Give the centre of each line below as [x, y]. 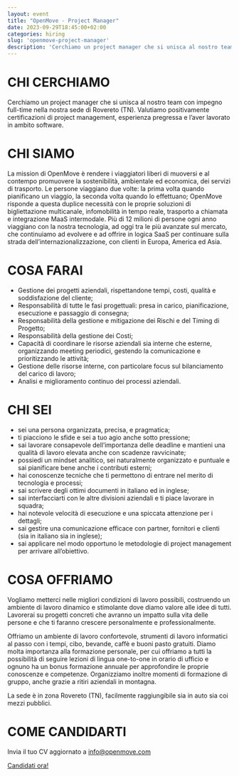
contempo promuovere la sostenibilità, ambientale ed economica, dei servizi [119, 181]
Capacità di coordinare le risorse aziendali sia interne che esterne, [115, 343]
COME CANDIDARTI [67, 731]
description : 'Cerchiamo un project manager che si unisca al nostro [113, 47]
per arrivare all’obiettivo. [53, 551]
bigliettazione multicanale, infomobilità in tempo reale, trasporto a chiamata [118, 211]
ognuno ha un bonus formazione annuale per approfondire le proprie [108, 666]
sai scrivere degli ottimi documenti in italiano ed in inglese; [103, 490]
